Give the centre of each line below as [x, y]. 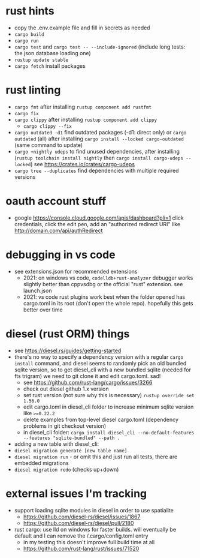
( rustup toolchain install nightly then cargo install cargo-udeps [99, 158]
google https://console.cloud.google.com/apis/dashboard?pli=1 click [99, 218]
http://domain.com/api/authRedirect [58, 230]
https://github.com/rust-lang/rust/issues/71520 [81, 548]
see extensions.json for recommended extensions [76, 271]
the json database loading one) [52, 53]
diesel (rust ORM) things [68, 334]
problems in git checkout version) [64, 426]
